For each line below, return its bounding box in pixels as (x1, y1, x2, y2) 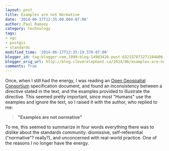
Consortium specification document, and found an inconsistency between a (5, 83, 162, 89)
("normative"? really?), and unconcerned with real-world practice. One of (5, 135, 157, 141)
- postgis (5, 40, 26, 45)
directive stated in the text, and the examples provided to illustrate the (5, 88, 150, 94)
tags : (5, 31, 17, 36)
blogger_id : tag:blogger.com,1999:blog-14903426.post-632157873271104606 (5, 54, 163, 60)
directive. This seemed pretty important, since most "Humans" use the (5, 94, 151, 100)
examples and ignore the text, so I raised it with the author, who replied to (5, 99, 157, 105)
